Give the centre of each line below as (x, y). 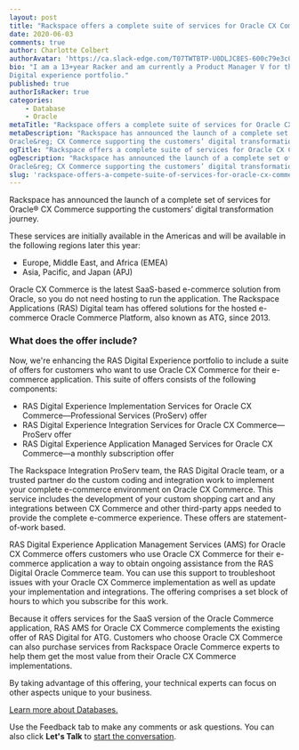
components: (33, 389)
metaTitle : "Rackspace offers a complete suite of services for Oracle (145, 125)
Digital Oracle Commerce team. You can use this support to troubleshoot (142, 573)
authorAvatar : (36, 59)
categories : (31, 100)
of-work (24, 527)
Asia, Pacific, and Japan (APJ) (77, 272)
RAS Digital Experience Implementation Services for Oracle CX (137, 406)
